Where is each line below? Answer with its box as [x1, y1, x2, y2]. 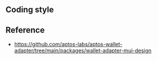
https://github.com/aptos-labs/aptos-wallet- [14, 41, 123, 48]
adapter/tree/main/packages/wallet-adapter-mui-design [14, 47, 152, 54]
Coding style [5, 5, 54, 15]
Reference [5, 25, 45, 35]
